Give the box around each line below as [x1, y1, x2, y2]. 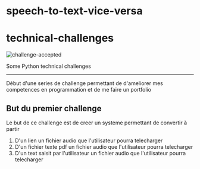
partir [6, 125, 20, 132]
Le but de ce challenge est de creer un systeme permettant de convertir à [6, 119, 187, 126]
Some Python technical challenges [6, 62, 91, 70]
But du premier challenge [6, 103, 102, 114]
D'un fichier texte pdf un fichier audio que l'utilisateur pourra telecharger [14, 143, 193, 150]
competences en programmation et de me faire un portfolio [6, 86, 152, 93]
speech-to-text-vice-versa [6, 4, 143, 18]
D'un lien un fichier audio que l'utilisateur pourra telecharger [14, 137, 163, 144]
